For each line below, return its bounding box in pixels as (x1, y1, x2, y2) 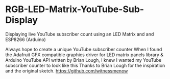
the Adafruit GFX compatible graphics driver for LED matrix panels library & (5, 52, 164, 58)
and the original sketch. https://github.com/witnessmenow (5, 67, 128, 74)
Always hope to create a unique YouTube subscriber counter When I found (5, 46, 162, 52)
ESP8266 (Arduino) (5, 36, 46, 43)
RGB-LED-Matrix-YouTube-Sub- (5, 4, 144, 15)
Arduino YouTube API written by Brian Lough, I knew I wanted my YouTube (5, 57, 162, 63)
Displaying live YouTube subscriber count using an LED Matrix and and (5, 31, 154, 37)
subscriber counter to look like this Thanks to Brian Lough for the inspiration (5, 62, 165, 68)
